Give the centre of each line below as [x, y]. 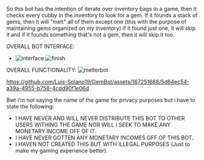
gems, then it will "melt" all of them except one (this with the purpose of [97, 22]
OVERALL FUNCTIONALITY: [41, 70]
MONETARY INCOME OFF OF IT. [56, 131]
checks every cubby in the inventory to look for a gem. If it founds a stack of [102, 15]
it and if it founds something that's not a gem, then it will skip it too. [90, 35]
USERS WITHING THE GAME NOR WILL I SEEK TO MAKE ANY [93, 125]
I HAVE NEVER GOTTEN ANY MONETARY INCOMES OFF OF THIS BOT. [104, 137]
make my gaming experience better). [62, 151]
